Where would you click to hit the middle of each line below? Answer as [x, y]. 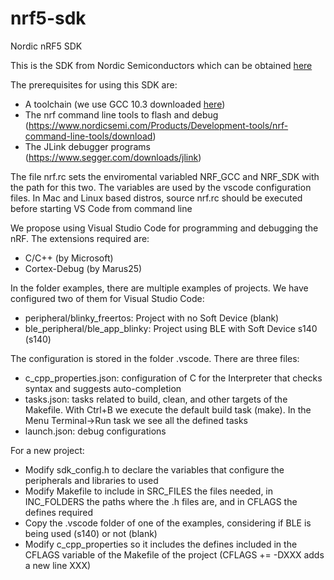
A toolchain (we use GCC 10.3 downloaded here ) [125, 104]
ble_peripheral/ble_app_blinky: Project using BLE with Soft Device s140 [171, 328]
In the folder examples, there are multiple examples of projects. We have [159, 288]
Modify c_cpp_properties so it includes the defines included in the [161, 544]
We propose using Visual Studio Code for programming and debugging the [164, 228]
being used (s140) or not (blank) [91, 533]
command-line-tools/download [88, 136]
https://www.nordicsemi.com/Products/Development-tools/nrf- [158, 125]
